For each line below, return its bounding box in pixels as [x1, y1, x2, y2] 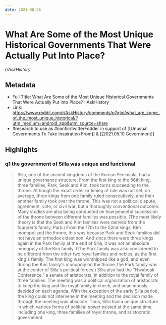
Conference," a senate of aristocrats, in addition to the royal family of [17, 272, 159, 278]
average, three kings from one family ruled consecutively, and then [17, 193, 155, 199]
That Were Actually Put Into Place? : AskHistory [12, 99, 109, 105]
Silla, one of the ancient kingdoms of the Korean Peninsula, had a [17, 172, 151, 178]
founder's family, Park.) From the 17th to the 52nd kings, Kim [17, 224, 141, 230]
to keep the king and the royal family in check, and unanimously [17, 283, 148, 289]
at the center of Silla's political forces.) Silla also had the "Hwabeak [17, 267, 155, 273]
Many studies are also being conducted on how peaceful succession [17, 209, 158, 215]
